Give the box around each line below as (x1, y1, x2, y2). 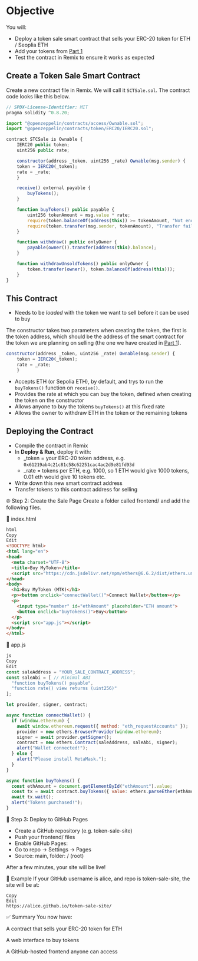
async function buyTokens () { (6, 778, 81, 784)
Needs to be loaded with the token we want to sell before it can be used (14, 309, 190, 316)
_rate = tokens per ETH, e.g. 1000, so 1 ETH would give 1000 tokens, (23, 467, 190, 474)
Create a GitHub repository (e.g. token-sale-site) (14, 827, 133, 834)
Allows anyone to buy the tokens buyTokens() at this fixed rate (14, 402, 165, 410)
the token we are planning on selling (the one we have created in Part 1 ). (6, 339, 181, 346)
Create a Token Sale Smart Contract (6, 71, 140, 81)
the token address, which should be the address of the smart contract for (6, 333, 184, 340)
